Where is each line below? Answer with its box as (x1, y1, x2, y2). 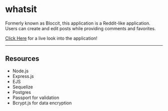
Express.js (12, 73, 34, 79)
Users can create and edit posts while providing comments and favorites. (5, 25, 156, 31)
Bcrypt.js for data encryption (12, 99, 72, 106)
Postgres (12, 89, 31, 95)
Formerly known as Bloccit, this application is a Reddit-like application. (5, 20, 151, 26)
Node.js (12, 68, 29, 74)
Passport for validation (12, 94, 59, 100)
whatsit (5, 4, 37, 15)
